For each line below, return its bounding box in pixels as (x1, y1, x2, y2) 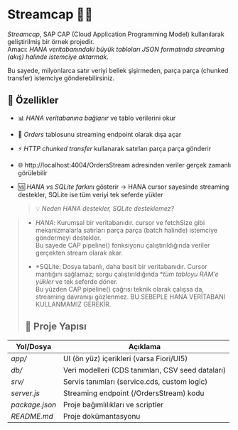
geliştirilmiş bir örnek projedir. (7, 37, 94, 45)
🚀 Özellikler (7, 94, 59, 106)
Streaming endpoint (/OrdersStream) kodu (63, 388, 205, 398)
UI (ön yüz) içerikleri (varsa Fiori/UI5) (63, 353, 188, 363)
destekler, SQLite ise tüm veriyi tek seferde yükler (17, 190, 163, 199)
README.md (11, 411, 53, 421)
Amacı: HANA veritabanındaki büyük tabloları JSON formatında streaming (7, 45, 225, 53)
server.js (11, 388, 40, 398)
